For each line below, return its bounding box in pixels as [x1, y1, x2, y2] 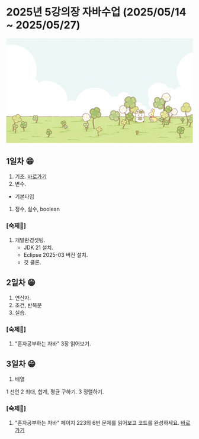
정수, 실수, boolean [14, 205, 60, 213]
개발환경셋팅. [14, 236, 46, 243]
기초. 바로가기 [14, 173, 47, 180]
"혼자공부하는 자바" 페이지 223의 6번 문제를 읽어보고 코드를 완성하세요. [14, 419, 179, 426]
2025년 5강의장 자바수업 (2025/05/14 [6, 5, 187, 19]
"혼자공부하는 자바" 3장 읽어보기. [14, 340, 91, 347]
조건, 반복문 [14, 302, 43, 309]
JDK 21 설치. [23, 244, 53, 251]
